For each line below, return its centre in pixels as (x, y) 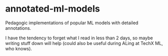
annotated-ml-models (53, 9)
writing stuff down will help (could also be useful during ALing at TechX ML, (84, 43)
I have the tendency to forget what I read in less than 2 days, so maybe (79, 38)
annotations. (18, 28)
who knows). (19, 48)
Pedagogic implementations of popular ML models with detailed (72, 23)
